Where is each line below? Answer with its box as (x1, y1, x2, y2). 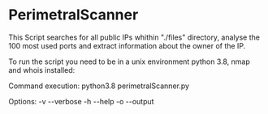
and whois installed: (8, 65, 76, 74)
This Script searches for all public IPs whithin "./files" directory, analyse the (8, 32, 260, 42)
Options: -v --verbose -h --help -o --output (8, 96, 154, 106)
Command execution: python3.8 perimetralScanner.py (8, 81, 189, 91)
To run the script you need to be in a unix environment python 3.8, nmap (8, 57, 250, 66)
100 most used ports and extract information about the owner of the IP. (8, 40, 246, 50)
